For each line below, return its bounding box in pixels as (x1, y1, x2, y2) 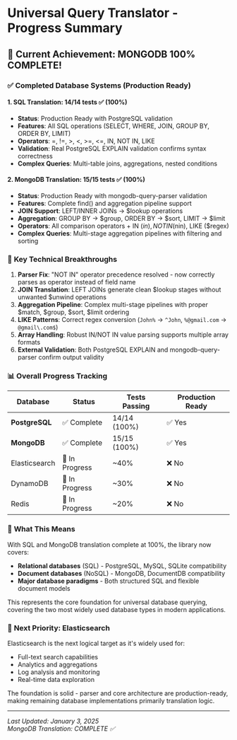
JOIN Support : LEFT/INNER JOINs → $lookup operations (17, 207, 183, 215)
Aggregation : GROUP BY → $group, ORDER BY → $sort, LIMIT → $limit (17, 214, 226, 222)
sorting (17, 236, 39, 245)
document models (17, 584, 71, 592)
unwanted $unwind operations (17, 293, 107, 301)
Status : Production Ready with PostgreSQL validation (17, 114, 173, 122)
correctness (17, 151, 53, 160)
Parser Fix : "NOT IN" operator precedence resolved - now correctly (17, 270, 215, 279)
